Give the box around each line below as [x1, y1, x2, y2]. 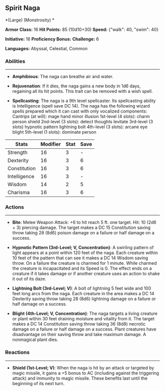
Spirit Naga [5, 4, 40, 12]
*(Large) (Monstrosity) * [5, 17, 55, 23]
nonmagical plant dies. [12, 336, 58, 343]
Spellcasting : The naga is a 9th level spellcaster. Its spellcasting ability [12, 98, 156, 104]
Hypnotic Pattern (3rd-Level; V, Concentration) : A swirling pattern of [12, 245, 154, 251]
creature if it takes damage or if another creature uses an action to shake [12, 271, 160, 277]
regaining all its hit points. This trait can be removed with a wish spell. [12, 88, 153, 94]
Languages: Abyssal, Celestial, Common [5, 45, 88, 51]
